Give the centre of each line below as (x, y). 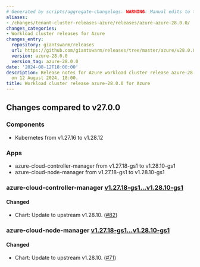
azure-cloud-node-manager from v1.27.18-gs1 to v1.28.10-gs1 (90, 172)
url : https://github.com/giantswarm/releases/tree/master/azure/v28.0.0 (104, 51)
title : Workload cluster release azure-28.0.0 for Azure (78, 84)
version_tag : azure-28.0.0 (45, 61)
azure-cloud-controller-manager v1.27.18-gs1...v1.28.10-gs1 (95, 187)
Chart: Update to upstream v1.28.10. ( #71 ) (65, 258)
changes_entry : (25, 39)
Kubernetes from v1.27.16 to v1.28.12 (59, 137)
